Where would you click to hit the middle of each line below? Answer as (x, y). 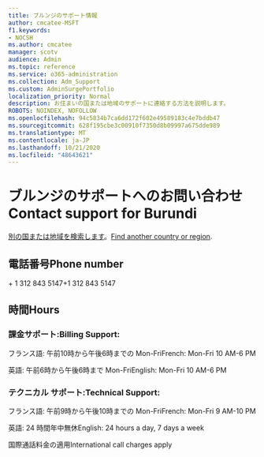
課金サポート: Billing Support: (64, 335)
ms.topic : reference (42, 67)
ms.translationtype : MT (47, 133)
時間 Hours (34, 310)
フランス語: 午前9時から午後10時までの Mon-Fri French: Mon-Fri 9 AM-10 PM (132, 410)
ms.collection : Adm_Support (54, 81)
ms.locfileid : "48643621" (50, 155)
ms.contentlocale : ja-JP (49, 140)
